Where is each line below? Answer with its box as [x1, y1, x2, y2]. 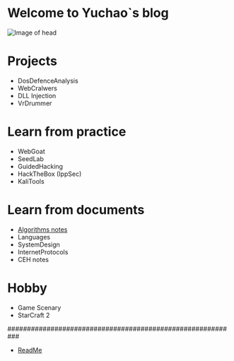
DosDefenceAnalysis [17, 76, 79, 85]
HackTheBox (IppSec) [17, 170, 82, 178]
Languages [17, 232, 51, 241]
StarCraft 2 [17, 311, 50, 319]
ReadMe [17, 345, 42, 354]
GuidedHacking [17, 162, 64, 170]
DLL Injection [17, 91, 57, 100]
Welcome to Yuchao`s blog [7, 5, 169, 21]
